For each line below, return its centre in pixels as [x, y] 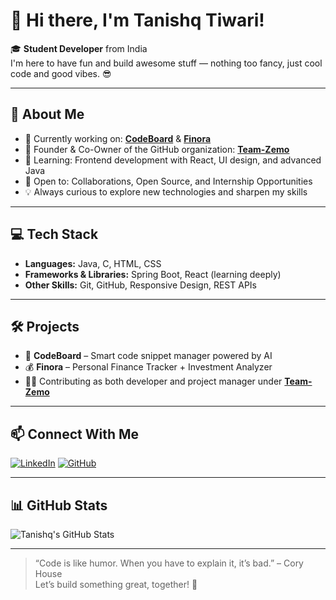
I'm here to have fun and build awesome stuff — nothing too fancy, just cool [166, 63]
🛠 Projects [45, 326]
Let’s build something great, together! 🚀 [116, 584]
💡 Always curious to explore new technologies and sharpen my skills [166, 191]
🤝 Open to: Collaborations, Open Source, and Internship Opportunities [168, 181]
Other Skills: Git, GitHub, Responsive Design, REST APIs [140, 285]
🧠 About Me [47, 114]
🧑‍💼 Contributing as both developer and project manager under [153, 381]
